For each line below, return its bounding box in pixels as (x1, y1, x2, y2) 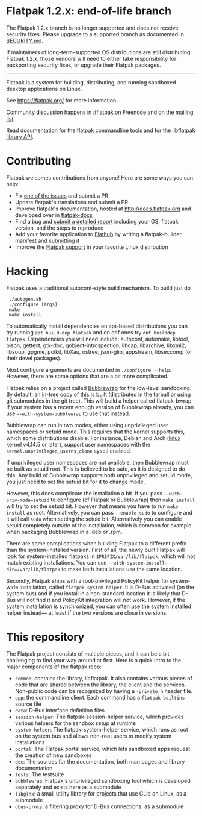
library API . (6, 133, 34, 140)
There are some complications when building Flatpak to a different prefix (6, 539, 186, 547)
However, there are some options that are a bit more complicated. (6, 372, 169, 380)
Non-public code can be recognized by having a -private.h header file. (14, 687, 193, 694)
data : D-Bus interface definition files (14, 706, 105, 714)
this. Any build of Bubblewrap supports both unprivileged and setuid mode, (6, 471, 192, 479)
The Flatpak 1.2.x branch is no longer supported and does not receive (6, 24, 179, 31)
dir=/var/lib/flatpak (6, 566, 61, 573)
